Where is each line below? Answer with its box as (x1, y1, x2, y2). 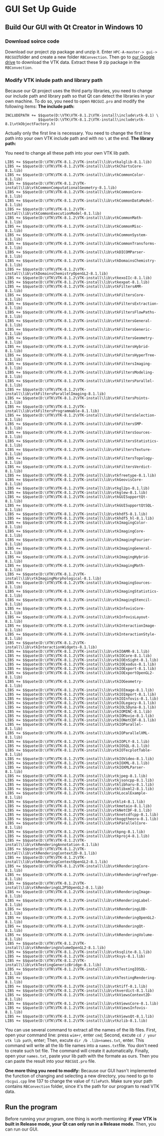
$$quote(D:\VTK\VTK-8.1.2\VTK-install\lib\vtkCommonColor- (23, 173, 146, 178)
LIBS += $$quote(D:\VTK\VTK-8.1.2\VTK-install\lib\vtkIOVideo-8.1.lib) (5, 757, 154, 762)
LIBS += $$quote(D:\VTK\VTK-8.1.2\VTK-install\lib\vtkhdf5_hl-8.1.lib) (5, 516, 154, 521)
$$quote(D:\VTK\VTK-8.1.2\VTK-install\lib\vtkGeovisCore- (23, 477, 143, 482)
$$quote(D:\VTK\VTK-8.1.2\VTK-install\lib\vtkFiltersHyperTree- (23, 353, 157, 358)
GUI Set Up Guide (5, 3, 77, 15)
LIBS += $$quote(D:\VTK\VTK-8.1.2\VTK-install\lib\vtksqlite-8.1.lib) (5, 950, 152, 955)
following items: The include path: (5, 104, 75, 109)
